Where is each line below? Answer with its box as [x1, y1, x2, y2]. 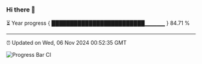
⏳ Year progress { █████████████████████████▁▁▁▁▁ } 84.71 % [6, 19, 191, 27]
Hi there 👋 [6, 5, 36, 14]
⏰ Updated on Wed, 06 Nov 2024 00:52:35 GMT [6, 39, 127, 46]
